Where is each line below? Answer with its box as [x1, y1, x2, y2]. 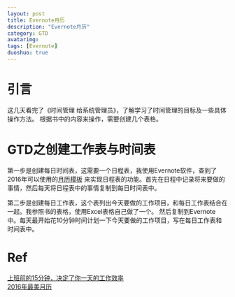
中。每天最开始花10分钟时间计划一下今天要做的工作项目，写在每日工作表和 [7, 216, 222, 224]
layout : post [7, 10, 45, 17]
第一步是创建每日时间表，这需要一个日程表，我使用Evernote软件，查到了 [7, 166, 217, 175]
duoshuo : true [7, 50, 49, 57]
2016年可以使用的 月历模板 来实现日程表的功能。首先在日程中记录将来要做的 [7, 175, 225, 183]
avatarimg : [7, 36, 39, 43]
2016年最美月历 [7, 282, 52, 291]
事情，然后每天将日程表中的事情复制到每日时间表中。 [7, 183, 161, 192]
